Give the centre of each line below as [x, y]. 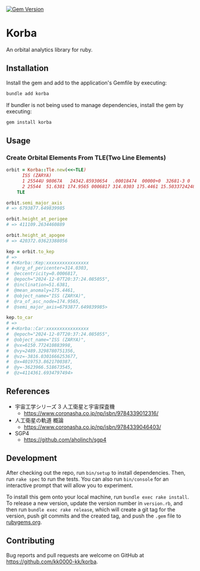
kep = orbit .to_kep [30, 252]
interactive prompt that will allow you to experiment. [70, 485]
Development [32, 458]
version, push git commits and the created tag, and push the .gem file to [94, 516]
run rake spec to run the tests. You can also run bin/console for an [87, 479]
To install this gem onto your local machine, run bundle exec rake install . [98, 497]
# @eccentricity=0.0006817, [42, 274]
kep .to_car [20, 318]
